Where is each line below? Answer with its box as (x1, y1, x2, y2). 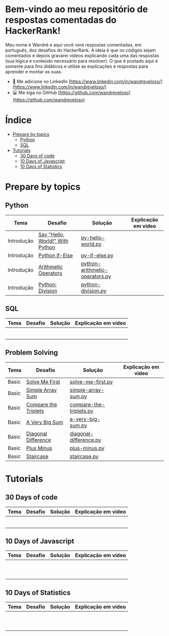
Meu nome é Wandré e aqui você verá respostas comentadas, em (5, 41, 142, 48)
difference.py (69, 436, 102, 443)
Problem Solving (5, 348, 58, 357)
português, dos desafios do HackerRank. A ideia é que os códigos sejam (5, 47, 156, 53)
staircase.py (69, 452, 99, 460)
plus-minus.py (69, 444, 105, 451)
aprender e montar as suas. (5, 68, 62, 74)
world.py (80, 240, 102, 247)
